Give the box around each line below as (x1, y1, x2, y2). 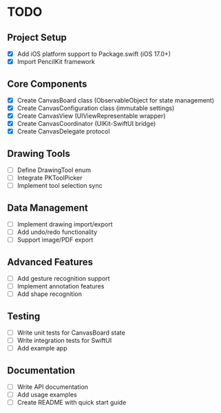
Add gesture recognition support (17, 275, 110, 283)
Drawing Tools (7, 147, 71, 159)
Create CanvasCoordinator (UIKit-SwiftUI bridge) (17, 120, 156, 128)
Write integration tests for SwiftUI (17, 337, 112, 345)
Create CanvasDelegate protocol (17, 127, 110, 136)
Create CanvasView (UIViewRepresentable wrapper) (17, 112, 166, 120)
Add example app (17, 344, 67, 352)
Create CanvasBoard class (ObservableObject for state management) (17, 96, 215, 104)
